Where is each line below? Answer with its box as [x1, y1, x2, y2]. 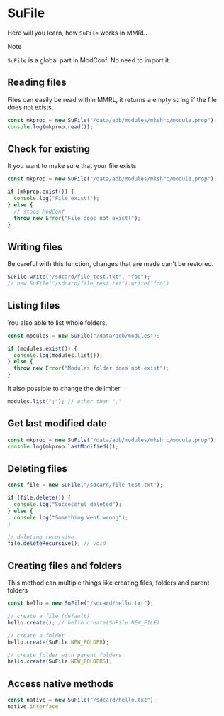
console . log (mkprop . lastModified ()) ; [7, 443, 119, 450]
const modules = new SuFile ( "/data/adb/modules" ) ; [7, 332, 160, 339]
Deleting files [7, 463, 67, 475]
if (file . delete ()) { [7, 495, 72, 502]
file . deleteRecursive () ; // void [7, 540, 106, 547]
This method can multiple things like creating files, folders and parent [7, 578, 210, 587]
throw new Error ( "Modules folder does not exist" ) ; [13, 365, 170, 372]
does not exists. [7, 103, 54, 111]
